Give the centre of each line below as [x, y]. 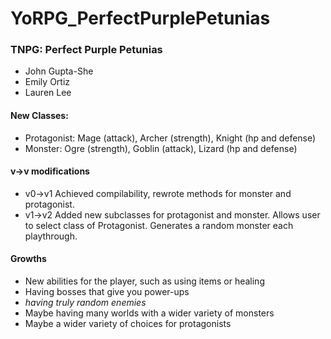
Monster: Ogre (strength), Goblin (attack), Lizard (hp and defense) [161, 148]
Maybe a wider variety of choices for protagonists [128, 324]
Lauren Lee [48, 93]
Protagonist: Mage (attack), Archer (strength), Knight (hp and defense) [170, 138]
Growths [28, 259]
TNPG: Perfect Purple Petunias [86, 50]
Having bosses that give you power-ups [107, 292]
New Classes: [39, 116]
